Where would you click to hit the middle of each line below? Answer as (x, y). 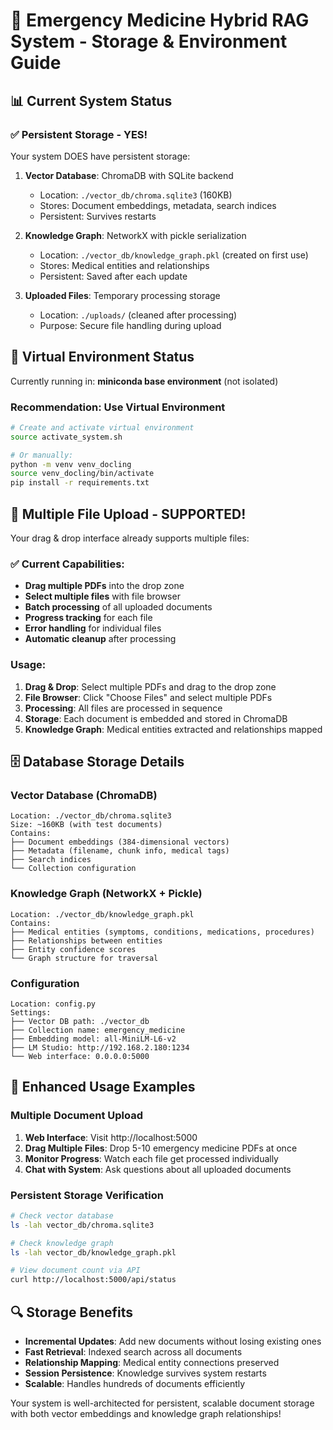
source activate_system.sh (66, 437)
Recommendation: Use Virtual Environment (118, 407)
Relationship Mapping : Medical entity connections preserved (152, 1362)
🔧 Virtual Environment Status (102, 357)
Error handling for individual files (93, 628)
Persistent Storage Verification (87, 1195)
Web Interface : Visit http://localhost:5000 (111, 1137)
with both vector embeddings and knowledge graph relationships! (146, 1413)
